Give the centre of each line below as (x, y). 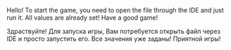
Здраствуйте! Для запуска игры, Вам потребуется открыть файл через (114, 31)
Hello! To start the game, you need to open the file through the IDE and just (115, 10)
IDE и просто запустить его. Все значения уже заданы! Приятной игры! (114, 39)
